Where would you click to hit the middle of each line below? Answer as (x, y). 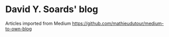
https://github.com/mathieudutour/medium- (118, 23)
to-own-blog (19, 28)
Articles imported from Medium (38, 23)
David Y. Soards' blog (52, 9)
